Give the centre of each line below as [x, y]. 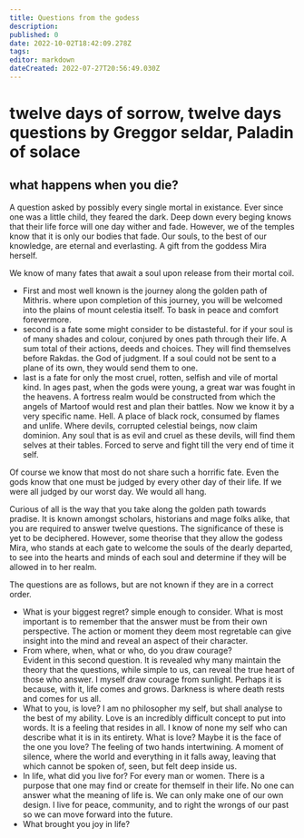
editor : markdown [42, 60]
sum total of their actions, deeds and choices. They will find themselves [157, 348]
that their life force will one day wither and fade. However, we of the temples [152, 226]
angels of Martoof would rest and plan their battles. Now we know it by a [158, 406]
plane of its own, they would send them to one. [110, 368]
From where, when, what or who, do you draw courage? [127, 650]
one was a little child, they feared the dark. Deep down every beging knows [151, 217]
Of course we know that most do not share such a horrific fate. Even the [144, 472]
